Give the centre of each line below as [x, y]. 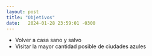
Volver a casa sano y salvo [48, 40]
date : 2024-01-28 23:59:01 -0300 [51, 23]
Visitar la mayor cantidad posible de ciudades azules [81, 46]
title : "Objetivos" [31, 17]
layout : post [23, 12]
